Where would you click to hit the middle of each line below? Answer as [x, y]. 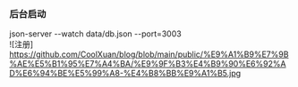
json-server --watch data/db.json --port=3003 [95, 34]
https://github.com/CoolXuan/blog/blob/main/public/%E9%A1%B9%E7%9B [149, 54]
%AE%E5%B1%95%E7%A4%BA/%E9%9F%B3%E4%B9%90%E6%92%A [148, 64]
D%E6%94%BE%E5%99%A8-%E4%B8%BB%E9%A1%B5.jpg [125, 74]
